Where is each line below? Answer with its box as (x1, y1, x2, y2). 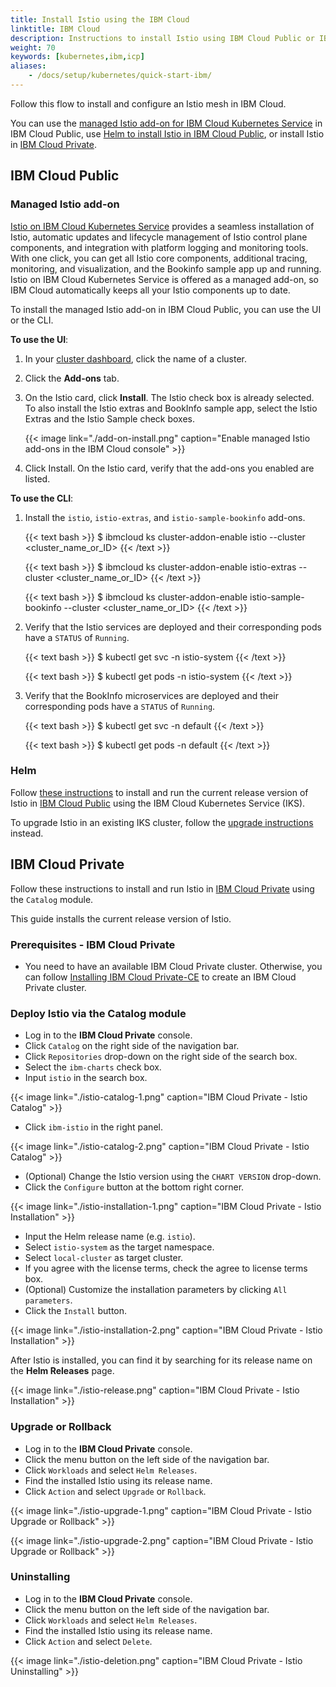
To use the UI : (10, 333, 69, 345)
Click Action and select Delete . (24, 1635, 153, 1647)
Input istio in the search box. (24, 1072, 148, 1084)
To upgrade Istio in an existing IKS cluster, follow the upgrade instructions (10, 816, 314, 828)
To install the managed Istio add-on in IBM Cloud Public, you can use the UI (10, 303, 322, 315)
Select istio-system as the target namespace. (24, 1241, 215, 1253)
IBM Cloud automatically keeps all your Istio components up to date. (10, 284, 291, 296)
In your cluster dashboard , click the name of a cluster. (24, 352, 248, 365)
